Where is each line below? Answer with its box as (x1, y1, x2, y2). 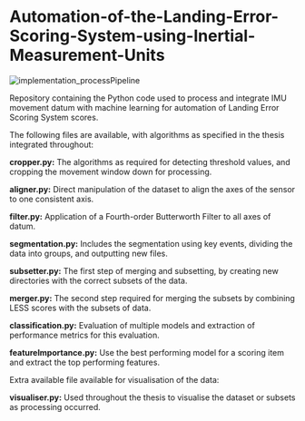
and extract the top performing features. (9, 357, 161, 367)
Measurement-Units (9, 45, 165, 65)
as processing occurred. (9, 401, 102, 412)
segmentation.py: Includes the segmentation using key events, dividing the (9, 238, 293, 249)
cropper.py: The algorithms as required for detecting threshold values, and (9, 156, 290, 167)
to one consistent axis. (9, 193, 94, 204)
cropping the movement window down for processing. (9, 166, 212, 177)
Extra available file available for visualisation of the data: (9, 374, 220, 385)
